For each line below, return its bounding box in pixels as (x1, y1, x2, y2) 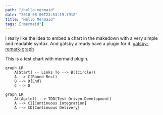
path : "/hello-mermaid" (5, 7, 56, 13)
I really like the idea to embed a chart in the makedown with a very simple (5, 35, 158, 41)
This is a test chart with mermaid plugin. (5, 56, 89, 62)
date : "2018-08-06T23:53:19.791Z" (5, 12, 78, 17)
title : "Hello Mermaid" (5, 17, 56, 22)
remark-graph (5, 46, 34, 52)
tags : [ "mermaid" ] (5, 21, 44, 27)
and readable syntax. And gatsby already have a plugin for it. (5, 41, 132, 47)
